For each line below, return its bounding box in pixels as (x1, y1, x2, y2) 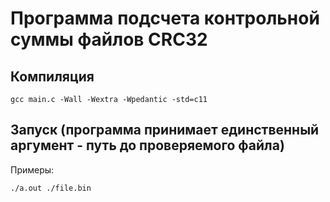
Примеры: (10, 163, 55, 176)
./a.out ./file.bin (10, 183, 92, 193)
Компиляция (10, 68, 95, 85)
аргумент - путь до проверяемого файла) (10, 137, 285, 154)
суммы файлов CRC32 (10, 28, 208, 51)
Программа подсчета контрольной (10, 7, 320, 30)
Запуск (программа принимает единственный (10, 122, 320, 139)
